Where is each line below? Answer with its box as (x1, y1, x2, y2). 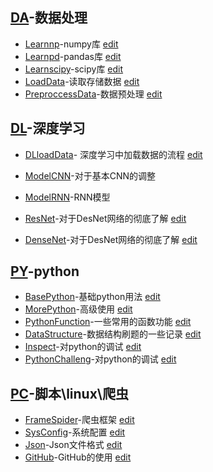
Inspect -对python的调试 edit (24, 341, 142, 353)
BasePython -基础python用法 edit (24, 291, 161, 303)
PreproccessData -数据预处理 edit (24, 88, 163, 100)
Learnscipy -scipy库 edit (24, 63, 124, 75)
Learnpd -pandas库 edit (24, 50, 122, 62)
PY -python (10, 263, 80, 280)
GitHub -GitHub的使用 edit (24, 451, 132, 463)
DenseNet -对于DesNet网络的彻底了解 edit (24, 233, 198, 245)
